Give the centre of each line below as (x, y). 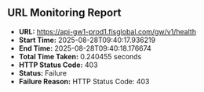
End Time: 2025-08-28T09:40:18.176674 (85, 48)
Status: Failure (43, 73)
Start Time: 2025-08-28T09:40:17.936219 (87, 40)
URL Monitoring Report (65, 13)
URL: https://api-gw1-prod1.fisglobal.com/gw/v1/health (107, 31)
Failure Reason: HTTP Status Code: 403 (84, 81)
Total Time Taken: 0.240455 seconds (80, 56)
